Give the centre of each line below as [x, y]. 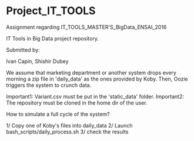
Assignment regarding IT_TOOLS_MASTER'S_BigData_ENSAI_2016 [86, 27]
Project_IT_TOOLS [51, 11]
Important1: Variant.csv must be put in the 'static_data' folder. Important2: [95, 96]
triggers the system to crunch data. [49, 85]
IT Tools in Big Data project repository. [52, 38]
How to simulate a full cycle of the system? [58, 114]
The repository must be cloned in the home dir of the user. [77, 103]
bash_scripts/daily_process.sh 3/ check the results [67, 132]
